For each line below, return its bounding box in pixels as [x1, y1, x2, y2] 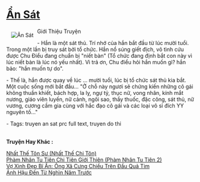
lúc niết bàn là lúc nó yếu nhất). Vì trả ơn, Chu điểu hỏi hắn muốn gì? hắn [6, 58, 186, 65]
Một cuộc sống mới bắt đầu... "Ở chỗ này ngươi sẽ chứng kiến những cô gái [6, 83, 193, 90]
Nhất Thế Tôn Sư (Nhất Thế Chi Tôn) [6, 150, 97, 157]
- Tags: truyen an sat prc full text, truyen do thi [6, 120, 121, 127]
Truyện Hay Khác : [6, 138, 53, 145]
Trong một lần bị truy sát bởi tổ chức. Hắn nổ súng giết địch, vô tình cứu [6, 46, 184, 53]
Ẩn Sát [6, 8, 40, 22]
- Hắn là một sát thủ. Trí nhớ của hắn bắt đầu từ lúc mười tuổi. [37, 39, 189, 46]
